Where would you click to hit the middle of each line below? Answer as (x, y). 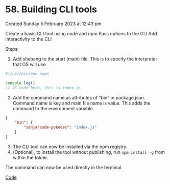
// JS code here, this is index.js (43, 88)
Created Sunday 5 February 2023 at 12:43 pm (54, 24)
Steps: (12, 49)
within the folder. (30, 157)
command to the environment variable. (53, 108)
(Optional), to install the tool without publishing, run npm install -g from (89, 152)
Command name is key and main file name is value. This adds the (81, 103)
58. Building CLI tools (51, 9)
